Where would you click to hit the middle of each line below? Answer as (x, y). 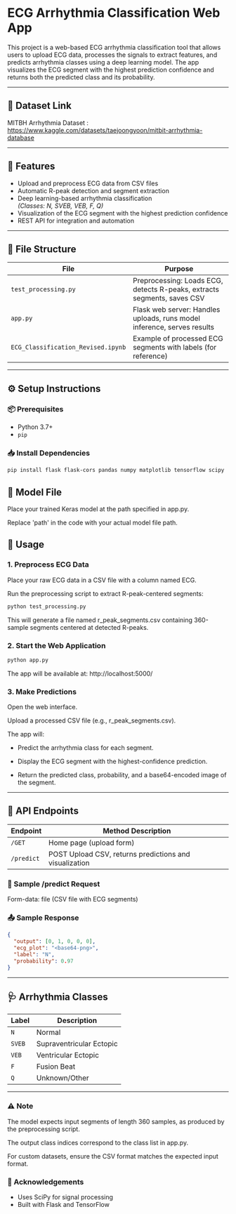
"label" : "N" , (34, 955)
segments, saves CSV (169, 298)
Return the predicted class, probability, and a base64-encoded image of (122, 775)
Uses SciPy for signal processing (65, 1197)
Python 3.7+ (35, 427)
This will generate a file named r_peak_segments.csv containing (100, 620)
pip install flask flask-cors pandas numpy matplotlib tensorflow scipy (116, 470)
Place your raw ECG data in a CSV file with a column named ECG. (102, 580)
